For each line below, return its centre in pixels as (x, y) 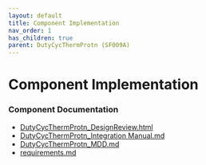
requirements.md (48, 152)
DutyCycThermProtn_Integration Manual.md (92, 136)
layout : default (35, 16)
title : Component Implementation (64, 23)
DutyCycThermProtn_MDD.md (69, 143)
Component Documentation (63, 110)
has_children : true (41, 38)
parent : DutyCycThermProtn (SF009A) (69, 45)
